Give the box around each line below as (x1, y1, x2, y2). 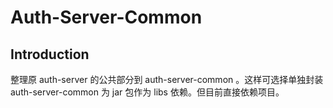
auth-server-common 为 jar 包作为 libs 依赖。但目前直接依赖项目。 (10, 86, 285, 98)
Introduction (10, 46, 90, 63)
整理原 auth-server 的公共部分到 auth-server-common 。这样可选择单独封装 (10, 74, 324, 85)
